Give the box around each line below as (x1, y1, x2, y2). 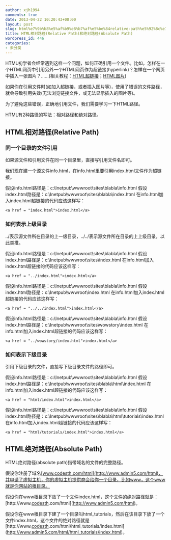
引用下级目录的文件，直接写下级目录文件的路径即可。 (5, 363, 117, 369)
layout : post (5, 21, 33, 27)
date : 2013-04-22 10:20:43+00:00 (5, 17, 76, 22)
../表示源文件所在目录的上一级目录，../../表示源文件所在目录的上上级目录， (5, 233, 160, 239)
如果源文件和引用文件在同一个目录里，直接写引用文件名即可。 (5, 157, 135, 163)
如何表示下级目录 (5, 351, 47, 358)
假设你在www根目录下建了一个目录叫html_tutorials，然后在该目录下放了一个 (5, 510, 165, 517)
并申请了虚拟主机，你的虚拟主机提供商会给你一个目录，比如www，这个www (5, 476, 165, 482)
